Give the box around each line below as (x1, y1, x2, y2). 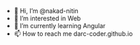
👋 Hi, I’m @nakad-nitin (13, 7, 79, 15)
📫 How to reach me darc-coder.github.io (13, 30, 133, 38)
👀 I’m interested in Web (13, 14, 81, 22)
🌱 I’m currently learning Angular (13, 22, 106, 30)
